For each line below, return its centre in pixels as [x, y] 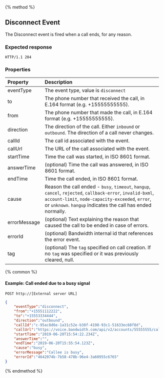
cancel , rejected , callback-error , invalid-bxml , [99, 193]
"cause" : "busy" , [31, 348]
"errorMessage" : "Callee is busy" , [49, 352]
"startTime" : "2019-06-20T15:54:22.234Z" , [56, 334]
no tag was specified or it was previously [92, 254]
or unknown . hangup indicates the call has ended [98, 205]
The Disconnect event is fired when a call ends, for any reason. [69, 34]
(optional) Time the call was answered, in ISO [97, 165]
